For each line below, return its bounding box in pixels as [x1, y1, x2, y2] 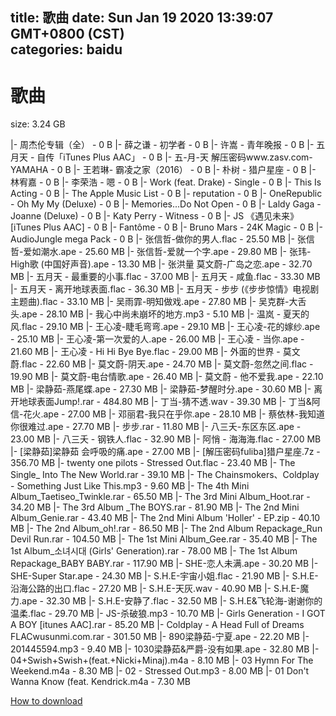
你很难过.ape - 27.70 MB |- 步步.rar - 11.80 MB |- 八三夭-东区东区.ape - [10, 421, 302, 433]
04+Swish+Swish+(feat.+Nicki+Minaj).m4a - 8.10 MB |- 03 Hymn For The [10, 654, 314, 667]
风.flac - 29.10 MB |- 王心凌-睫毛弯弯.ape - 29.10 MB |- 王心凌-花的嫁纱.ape [10, 321, 321, 333]
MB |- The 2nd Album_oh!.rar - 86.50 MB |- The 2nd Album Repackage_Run [10, 523, 323, 535]
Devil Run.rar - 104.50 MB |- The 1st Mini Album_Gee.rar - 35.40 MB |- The [10, 533, 318, 545]
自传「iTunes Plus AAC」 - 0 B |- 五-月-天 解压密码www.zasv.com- [36, 151, 313, 163]
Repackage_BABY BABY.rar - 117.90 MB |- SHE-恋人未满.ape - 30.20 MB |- [10, 558, 319, 570]
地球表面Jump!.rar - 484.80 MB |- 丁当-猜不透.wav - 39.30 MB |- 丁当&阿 [18, 396, 321, 408]
